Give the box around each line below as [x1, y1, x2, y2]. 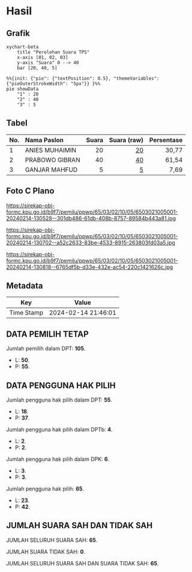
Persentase [149, 136, 183, 144]
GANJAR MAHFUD [25, 165, 78, 173]
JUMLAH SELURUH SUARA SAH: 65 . [6, 536, 98, 544]
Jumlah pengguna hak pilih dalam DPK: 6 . [6, 456, 110, 463]
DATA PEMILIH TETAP [6, 329, 89, 339]
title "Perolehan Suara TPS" [17, 49, 90, 55]
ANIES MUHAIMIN [25, 146, 77, 154]
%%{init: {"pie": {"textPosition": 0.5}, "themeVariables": [6, 76, 160, 82]
